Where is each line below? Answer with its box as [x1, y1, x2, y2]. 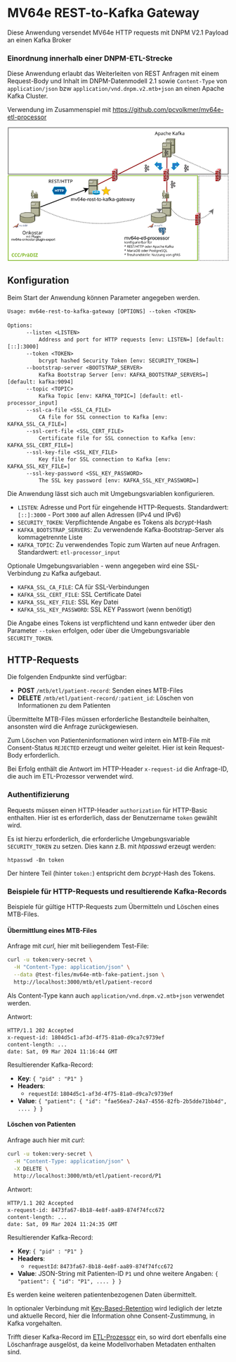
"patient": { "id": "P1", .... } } [17, 1278, 122, 1285]
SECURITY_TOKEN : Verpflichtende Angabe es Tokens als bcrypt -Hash [17, 518, 212, 526]
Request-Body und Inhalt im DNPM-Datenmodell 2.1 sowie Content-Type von [7, 77, 228, 85]
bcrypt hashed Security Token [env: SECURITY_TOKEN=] [38, 357, 199, 364]
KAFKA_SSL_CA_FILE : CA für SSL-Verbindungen [17, 583, 150, 591]
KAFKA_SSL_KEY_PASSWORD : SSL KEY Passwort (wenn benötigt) [17, 605, 192, 614]
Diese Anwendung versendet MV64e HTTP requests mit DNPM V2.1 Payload [7, 28, 229, 37]
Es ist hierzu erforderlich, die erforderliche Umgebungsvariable [7, 834, 190, 843]
